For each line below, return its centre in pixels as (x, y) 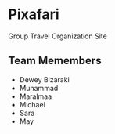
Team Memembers (55, 61)
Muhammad (39, 88)
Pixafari (34, 14)
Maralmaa (36, 96)
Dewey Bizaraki (45, 79)
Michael (32, 104)
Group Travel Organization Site (57, 36)
